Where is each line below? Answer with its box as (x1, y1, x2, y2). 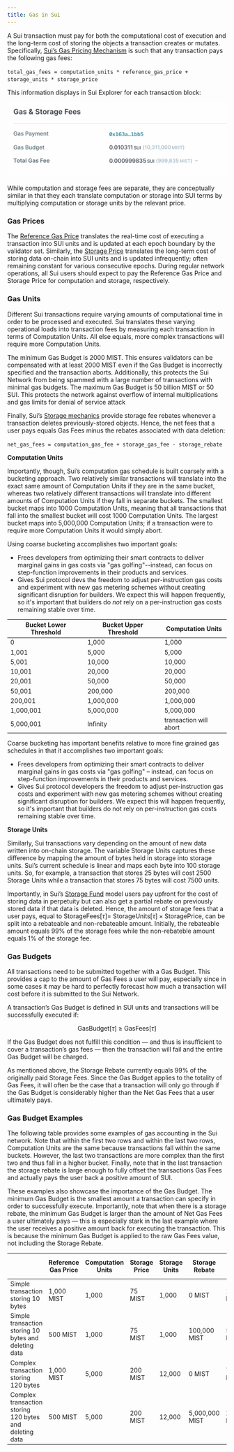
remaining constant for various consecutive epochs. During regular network (7, 262, 225, 270)
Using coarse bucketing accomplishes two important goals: (7, 539, 178, 548)
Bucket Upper (102, 620, 144, 629)
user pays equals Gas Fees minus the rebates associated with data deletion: (7, 426, 226, 435)
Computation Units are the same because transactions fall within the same (7, 1144, 221, 1152)
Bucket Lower (25, 620, 67, 629)
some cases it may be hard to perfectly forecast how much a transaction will (7, 982, 226, 991)
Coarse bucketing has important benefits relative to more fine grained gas (7, 739, 219, 747)
